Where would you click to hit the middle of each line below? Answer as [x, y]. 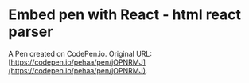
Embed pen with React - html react [124, 15]
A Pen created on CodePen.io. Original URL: [80, 53]
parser [31, 32]
